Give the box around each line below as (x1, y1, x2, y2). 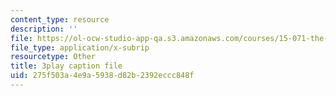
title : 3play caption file (10, 61, 123, 71)
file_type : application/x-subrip (10, 42, 150, 53)
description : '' (10, 24, 78, 34)
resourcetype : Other (10, 52, 97, 62)
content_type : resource (10, 14, 110, 25)
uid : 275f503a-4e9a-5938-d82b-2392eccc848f (10, 71, 195, 81)
